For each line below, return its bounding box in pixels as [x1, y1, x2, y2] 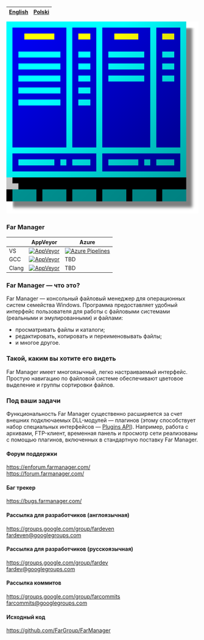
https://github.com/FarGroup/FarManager [6, 627, 111, 634]
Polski [33, 8, 50, 15]
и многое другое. [15, 339, 61, 346]
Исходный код [6, 613, 46, 621]
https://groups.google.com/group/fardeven [6, 525, 114, 532]
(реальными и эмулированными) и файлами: [6, 314, 124, 322]
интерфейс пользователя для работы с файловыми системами [6, 308, 171, 315]
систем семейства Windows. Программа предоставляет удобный [6, 301, 178, 309]
